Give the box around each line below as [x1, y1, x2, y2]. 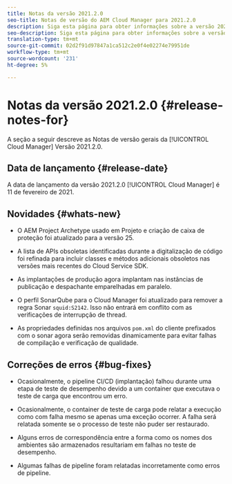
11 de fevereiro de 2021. [7, 188, 75, 196]
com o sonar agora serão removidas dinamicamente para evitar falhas [17, 331, 217, 339]
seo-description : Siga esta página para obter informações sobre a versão [7, 29, 227, 37]
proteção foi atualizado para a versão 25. [17, 234, 135, 242]
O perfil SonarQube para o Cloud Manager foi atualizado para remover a [17, 296, 223, 304]
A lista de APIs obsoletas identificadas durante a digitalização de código [17, 247, 223, 256]
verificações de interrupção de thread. [17, 310, 128, 319]
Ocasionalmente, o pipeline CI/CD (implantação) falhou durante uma [17, 378, 212, 385]
